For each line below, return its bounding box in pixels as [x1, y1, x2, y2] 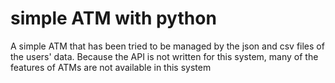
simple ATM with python [10, 7, 217, 30]
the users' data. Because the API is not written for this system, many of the [10, 50, 319, 62]
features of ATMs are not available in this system [10, 61, 212, 73]
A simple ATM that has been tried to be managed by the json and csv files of [10, 40, 325, 52]
